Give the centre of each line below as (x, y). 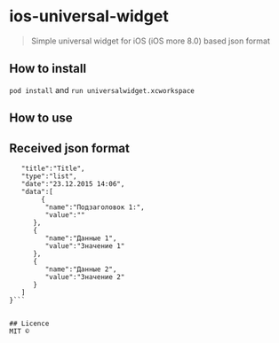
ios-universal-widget (89, 16)
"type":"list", (49, 176)
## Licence (29, 324)
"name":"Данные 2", (81, 269)
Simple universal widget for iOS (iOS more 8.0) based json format (151, 41)
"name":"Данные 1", (81, 238)
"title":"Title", (53, 168)
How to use (41, 118)
